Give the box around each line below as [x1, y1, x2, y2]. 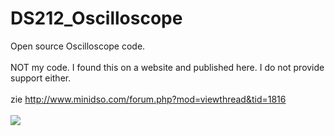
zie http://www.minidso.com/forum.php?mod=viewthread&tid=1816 [10, 93, 287, 105]
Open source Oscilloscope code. [10, 40, 146, 52]
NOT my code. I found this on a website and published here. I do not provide [10, 61, 325, 73]
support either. [10, 72, 72, 84]
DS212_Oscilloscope [10, 7, 183, 30]
